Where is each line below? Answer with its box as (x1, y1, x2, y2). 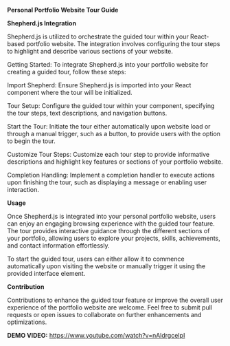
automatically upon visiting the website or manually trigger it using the (7, 262, 206, 270)
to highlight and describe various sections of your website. (7, 47, 174, 55)
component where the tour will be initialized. (7, 89, 133, 96)
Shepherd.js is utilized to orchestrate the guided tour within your (7, 32, 189, 41)
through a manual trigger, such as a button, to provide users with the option (7, 130, 221, 138)
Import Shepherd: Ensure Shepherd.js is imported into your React (7, 81, 192, 89)
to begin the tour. (7, 137, 56, 145)
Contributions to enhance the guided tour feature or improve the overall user (7, 296, 223, 304)
